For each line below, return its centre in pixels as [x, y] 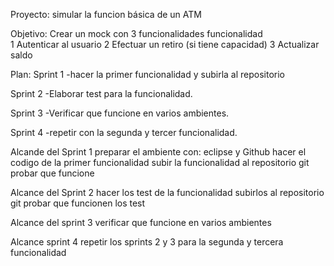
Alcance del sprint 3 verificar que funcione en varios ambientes [141, 222]
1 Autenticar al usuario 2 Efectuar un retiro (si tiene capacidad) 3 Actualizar [165, 44]
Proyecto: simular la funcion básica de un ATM [106, 14]
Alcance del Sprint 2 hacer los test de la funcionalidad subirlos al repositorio [167, 192]
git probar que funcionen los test [78, 203]
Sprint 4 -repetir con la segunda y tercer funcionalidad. [124, 132]
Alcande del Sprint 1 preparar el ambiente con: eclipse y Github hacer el [158, 152]
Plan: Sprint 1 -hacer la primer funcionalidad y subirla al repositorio [148, 74]
